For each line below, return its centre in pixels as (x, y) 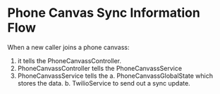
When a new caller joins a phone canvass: (68, 47)
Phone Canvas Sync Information (104, 13)
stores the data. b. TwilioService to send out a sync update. (104, 83)
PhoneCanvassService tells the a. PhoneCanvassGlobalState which (115, 76)
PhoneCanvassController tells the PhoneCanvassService (99, 68)
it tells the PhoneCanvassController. (69, 60)
